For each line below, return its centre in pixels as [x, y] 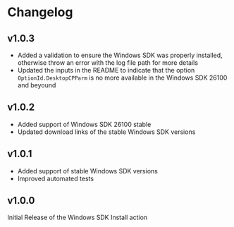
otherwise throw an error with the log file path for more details [108, 63]
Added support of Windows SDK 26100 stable [84, 124]
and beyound [37, 85]
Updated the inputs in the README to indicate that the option [106, 70]
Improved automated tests [55, 178]
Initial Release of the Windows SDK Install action [78, 217]
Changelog [40, 12]
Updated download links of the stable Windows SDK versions [106, 132]
